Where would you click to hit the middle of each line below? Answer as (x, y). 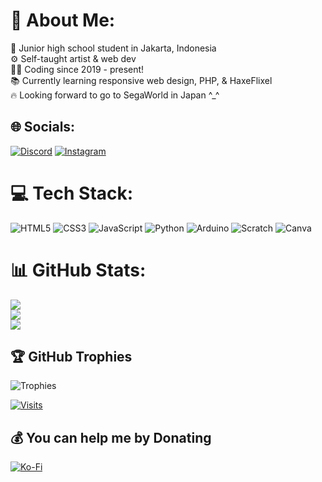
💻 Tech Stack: (72, 193)
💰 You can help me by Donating (111, 437)
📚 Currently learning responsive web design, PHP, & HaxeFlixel (141, 80)
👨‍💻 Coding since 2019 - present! (77, 69)
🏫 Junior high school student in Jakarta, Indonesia (113, 48)
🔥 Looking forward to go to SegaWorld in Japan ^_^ (115, 95)
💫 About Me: (63, 20)
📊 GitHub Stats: (78, 270)
